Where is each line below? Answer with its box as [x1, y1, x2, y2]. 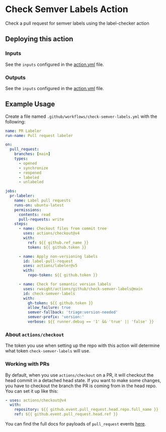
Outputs [5, 74, 26, 81]
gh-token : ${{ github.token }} [27, 301, 94, 306]
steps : [14, 222, 28, 227]
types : [14, 156, 28, 162]
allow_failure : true [27, 305, 71, 310]
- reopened [18, 170, 42, 175]
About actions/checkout [5, 331, 64, 338]
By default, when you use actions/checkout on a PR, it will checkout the [5, 372, 154, 378]
